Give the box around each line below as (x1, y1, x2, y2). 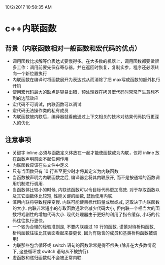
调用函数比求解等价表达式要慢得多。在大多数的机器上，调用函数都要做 (12, 58, 155, 64)
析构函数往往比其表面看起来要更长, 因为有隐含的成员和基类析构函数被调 (12, 229, 158, 236)
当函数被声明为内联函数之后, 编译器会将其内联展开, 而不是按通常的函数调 (12, 174, 160, 180)
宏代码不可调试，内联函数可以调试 (12, 101, 82, 107)
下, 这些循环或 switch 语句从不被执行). (12, 248, 90, 254)
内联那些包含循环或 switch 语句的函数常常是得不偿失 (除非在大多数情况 (12, 242, 156, 248)
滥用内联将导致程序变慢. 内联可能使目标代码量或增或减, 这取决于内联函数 (12, 199, 160, 205)
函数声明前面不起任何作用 (16, 155, 69, 162)
